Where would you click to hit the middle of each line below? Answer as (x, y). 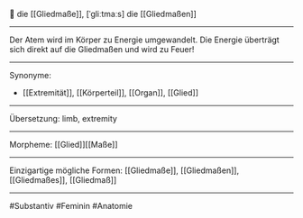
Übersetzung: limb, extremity (63, 118)
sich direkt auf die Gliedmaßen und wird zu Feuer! (102, 49)
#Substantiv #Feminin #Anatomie (71, 206)
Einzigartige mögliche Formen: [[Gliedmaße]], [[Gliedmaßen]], (124, 170)
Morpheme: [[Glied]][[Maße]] (64, 145)
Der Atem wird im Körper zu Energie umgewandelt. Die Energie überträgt (144, 40)
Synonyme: (30, 75)
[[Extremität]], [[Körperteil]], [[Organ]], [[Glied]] (110, 93)
